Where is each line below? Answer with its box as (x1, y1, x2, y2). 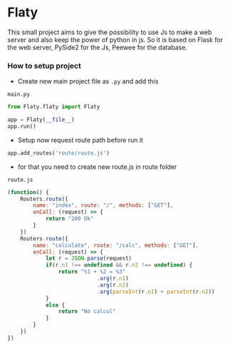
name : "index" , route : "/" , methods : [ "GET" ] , (33, 202, 174, 209)
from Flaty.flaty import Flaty (7, 103, 100, 111)
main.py (7, 91, 31, 98)
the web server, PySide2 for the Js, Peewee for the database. (7, 43, 187, 51)
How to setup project (7, 61, 82, 71)
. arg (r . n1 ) (96, 275, 130, 282)
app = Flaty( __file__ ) (7, 116, 75, 123)
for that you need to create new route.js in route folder (17, 162, 177, 171)
